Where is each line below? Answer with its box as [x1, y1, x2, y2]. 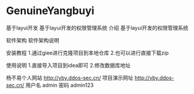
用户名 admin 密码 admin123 [25, 81, 94, 89]
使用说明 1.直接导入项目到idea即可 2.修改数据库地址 [6, 62, 131, 69]
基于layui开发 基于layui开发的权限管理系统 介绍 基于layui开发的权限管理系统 [6, 24, 189, 31]
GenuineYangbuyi [6, 4, 95, 18]
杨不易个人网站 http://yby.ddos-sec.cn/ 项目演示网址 [6, 74, 133, 81]
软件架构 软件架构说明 [6, 36, 59, 43]
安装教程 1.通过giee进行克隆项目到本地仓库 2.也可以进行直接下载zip [6, 49, 169, 56]
